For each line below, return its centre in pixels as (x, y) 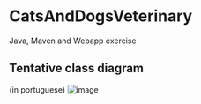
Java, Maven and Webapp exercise (73, 41)
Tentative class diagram (76, 68)
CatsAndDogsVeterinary (101, 16)
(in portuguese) (37, 89)
